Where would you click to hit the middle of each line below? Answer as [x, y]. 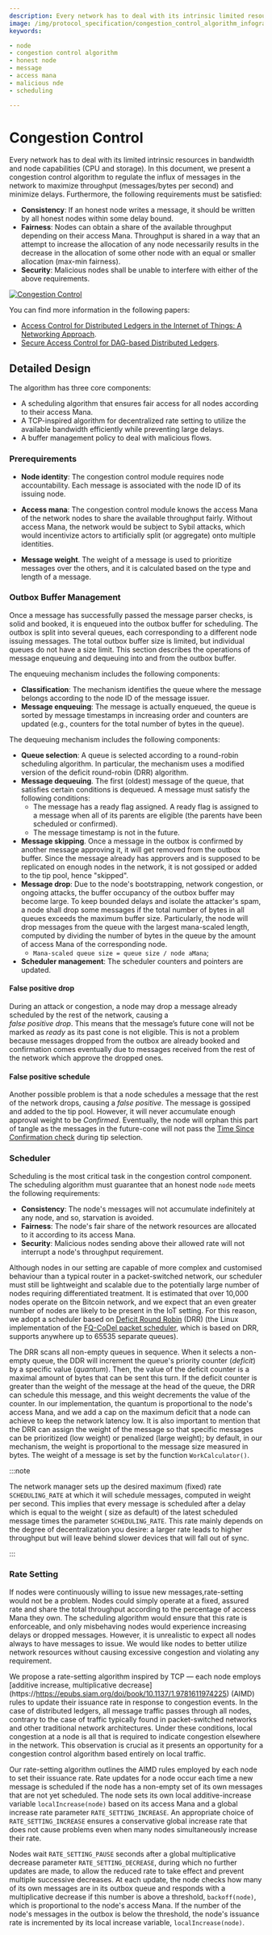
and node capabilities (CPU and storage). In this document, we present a [130, 169]
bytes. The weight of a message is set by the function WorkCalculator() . [129, 1455]
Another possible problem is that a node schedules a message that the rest [134, 1094]
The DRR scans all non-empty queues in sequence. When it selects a [124, 1352]
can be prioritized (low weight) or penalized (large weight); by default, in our [136, 1438]
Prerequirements [43, 459]
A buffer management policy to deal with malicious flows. [116, 438]
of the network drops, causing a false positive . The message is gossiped [130, 1103]
